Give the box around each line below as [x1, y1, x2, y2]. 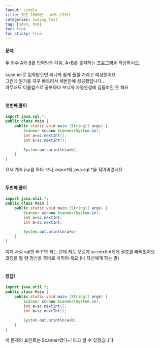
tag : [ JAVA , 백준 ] [5, 21, 42, 27]
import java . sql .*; [5, 114, 47, 119]
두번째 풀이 [5, 184, 27, 191]
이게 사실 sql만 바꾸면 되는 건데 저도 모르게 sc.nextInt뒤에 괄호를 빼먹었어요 [5, 249, 155, 255]
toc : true [5, 26, 26, 32]
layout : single [5, 7, 38, 13]
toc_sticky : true [5, 31, 42, 36]
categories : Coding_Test [5, 17, 58, 22]
